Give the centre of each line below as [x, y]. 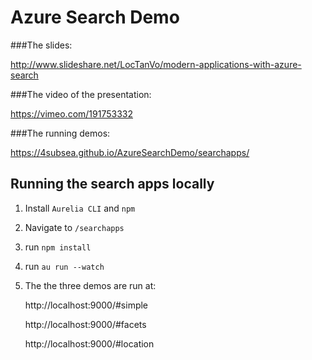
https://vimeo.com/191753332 [71, 113]
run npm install [58, 247]
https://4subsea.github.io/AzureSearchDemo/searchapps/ [130, 152]
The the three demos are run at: [90, 285]
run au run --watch [64, 266]
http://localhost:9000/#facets [85, 324]
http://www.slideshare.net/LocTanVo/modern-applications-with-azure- [156, 64]
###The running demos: [60, 133]
